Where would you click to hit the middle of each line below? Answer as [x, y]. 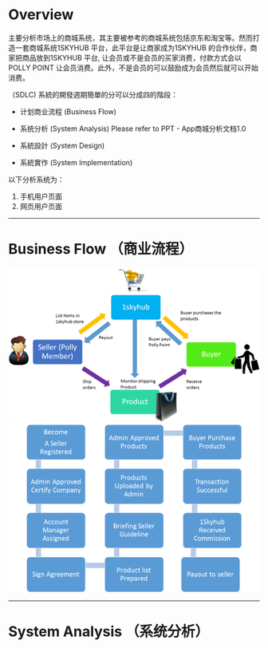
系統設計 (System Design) [62, 145]
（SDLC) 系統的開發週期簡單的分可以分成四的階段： [93, 94]
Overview [41, 15]
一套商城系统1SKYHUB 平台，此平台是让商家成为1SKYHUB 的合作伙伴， [133, 47]
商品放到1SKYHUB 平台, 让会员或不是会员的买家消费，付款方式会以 [132, 57]
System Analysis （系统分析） [109, 632]
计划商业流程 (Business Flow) [68, 111]
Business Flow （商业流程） [101, 249]
